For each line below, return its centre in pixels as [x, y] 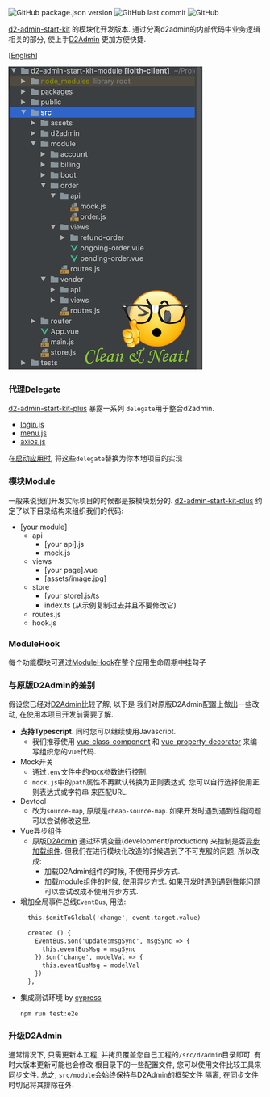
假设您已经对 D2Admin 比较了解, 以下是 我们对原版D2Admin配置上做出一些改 [134, 704]
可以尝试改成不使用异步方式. [91, 892]
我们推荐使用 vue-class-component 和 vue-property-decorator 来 [141, 742]
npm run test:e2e [49, 1014]
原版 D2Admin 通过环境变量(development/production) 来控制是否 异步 [146, 841]
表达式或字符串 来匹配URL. [83, 792]
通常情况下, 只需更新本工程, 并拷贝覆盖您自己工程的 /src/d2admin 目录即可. [130, 1055]
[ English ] [23, 55]
